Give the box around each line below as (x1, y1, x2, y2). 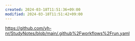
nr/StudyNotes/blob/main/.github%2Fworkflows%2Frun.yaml (5, 30, 130, 36)
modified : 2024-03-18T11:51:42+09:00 (5, 12, 83, 17)
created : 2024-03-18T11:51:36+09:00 (5, 7, 81, 12)
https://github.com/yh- (5, 25, 52, 31)
